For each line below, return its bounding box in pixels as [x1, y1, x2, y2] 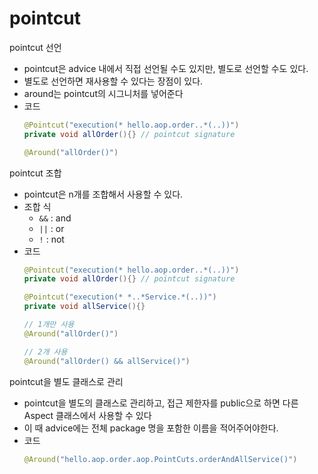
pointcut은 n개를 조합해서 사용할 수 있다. [23, 188, 184, 200]
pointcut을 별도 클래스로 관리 [9, 375, 124, 387]
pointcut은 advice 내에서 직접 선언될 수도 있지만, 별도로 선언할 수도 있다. [23, 62, 309, 74]
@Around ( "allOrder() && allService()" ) [23, 356, 191, 366]
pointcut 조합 [9, 167, 62, 179]
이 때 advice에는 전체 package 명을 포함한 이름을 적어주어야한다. [23, 422, 279, 434]
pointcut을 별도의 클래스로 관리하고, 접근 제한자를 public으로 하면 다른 [23, 397, 299, 409]
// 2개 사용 [23, 347, 68, 357]
